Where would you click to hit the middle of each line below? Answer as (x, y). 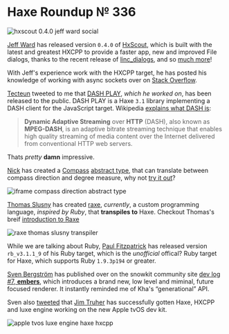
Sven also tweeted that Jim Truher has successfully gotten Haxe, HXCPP (111, 302)
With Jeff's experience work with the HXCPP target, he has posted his (107, 73)
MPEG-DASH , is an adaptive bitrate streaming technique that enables (123, 129)
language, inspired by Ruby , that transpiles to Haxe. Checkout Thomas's (111, 212)
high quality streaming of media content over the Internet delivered (119, 136)
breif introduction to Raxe (43, 219)
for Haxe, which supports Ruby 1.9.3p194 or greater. (82, 261)
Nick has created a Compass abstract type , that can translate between (108, 170)
